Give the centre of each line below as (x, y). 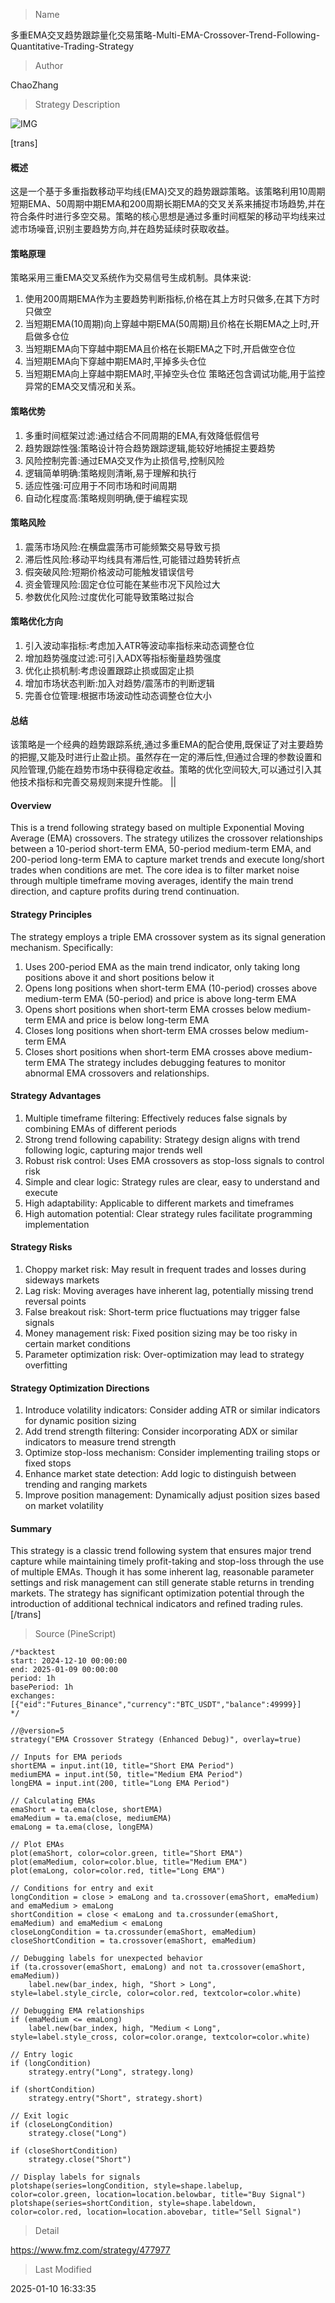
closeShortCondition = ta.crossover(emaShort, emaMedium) (133, 1941)
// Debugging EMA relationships (77, 2011)
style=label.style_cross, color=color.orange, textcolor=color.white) (160, 2037)
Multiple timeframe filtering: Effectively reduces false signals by (156, 1118)
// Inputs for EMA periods (66, 1757)
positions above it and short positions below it (119, 977)
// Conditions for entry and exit (82, 1889)
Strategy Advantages (56, 1096)
